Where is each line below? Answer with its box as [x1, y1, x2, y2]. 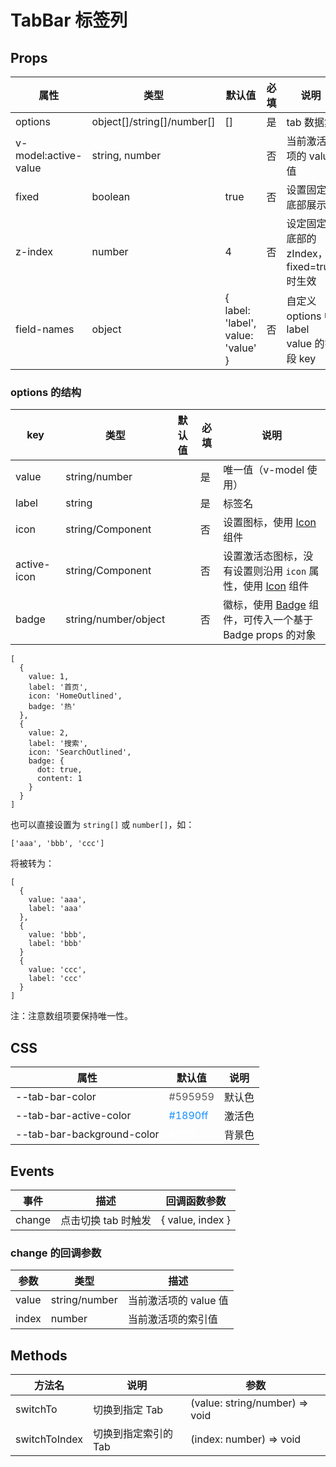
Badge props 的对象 [223, 628, 317, 642]
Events [10, 1162, 55, 1180]
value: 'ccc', [28, 965, 87, 975]
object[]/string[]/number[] [91, 115, 216, 128]
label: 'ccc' [28, 974, 83, 984]
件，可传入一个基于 [223, 613, 314, 627]
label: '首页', [28, 682, 89, 693]
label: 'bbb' [28, 939, 83, 949]
